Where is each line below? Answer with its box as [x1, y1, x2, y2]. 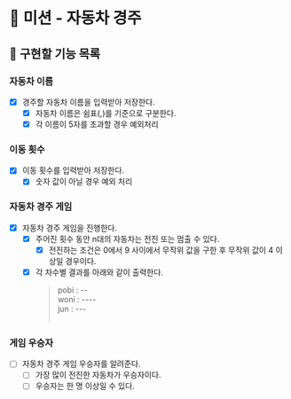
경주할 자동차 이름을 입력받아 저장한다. [21, 97, 155, 107]
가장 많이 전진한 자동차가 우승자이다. [35, 370, 161, 380]
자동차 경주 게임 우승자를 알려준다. [21, 358, 141, 369]
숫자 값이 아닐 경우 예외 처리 [35, 176, 133, 187]
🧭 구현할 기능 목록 [9, 46, 100, 61]
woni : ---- [57, 294, 97, 305]
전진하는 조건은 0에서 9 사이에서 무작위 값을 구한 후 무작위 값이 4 [48, 245, 274, 255]
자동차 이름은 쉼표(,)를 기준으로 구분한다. [35, 107, 177, 118]
